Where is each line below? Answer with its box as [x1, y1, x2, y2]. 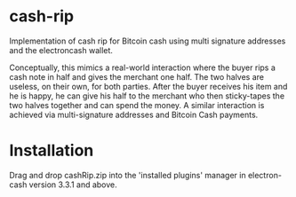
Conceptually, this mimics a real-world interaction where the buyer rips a [9, 62, 276, 73]
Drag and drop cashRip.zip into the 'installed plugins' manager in [9, 169, 246, 180]
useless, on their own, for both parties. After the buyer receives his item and [9, 81, 288, 91]
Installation [9, 140, 94, 161]
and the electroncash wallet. [9, 44, 114, 55]
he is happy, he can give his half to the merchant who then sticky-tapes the [9, 91, 285, 101]
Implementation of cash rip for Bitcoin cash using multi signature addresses [9, 35, 286, 46]
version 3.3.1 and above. [28, 179, 117, 190]
